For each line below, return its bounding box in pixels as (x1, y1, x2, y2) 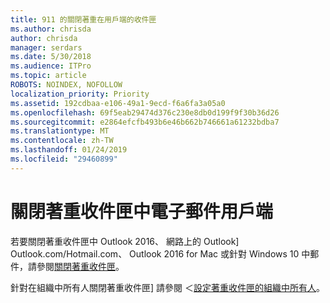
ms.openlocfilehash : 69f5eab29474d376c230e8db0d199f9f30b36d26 (10, 107, 280, 118)
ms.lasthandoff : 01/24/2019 (10, 145, 128, 155)
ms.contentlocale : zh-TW (10, 136, 114, 146)
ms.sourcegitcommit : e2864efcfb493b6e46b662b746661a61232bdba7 (10, 117, 280, 127)
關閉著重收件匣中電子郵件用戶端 (10, 200, 274, 223)
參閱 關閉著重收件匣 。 (36, 260, 125, 272)
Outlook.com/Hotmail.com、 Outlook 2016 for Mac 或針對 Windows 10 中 (10, 247, 311, 260)
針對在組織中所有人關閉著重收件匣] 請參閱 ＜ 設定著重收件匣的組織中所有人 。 (10, 281, 325, 293)
